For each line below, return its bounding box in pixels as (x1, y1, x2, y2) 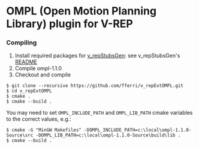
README (14, 58, 38, 65)
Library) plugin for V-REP (6, 17, 133, 31)
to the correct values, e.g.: (6, 115, 72, 123)
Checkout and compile (14, 71, 71, 79)
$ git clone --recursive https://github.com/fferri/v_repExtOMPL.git (6, 83, 184, 89)
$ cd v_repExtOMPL (6, 88, 52, 94)
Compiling (6, 38, 37, 47)
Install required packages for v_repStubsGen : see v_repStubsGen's (14, 52, 180, 59)
